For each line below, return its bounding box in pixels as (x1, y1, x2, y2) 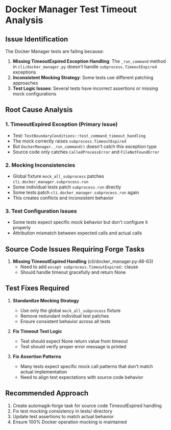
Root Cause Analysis (5, 106, 73, 114)
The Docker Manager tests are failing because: (5, 49, 104, 54)
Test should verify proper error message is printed (20, 343, 127, 349)
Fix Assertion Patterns (12, 353, 61, 360)
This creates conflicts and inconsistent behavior (12, 195, 114, 201)
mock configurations (12, 91, 57, 97)
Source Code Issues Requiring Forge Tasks (5, 245, 144, 253)
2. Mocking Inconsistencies (5, 161, 76, 169)
